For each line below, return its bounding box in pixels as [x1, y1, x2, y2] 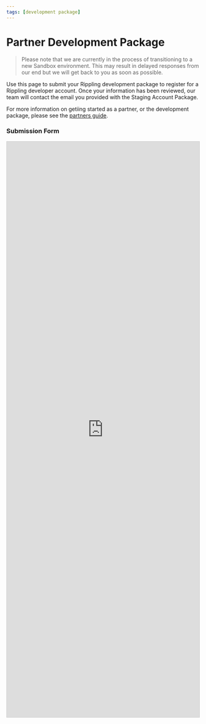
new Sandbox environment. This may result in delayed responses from [21, 62, 199, 69]
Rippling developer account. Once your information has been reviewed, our [6, 87, 196, 94]
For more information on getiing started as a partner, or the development [6, 105, 189, 113]
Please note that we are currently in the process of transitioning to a [21, 56, 193, 63]
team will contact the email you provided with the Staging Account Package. [6, 93, 199, 101]
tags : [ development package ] [6, 9, 81, 15]
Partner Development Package [6, 35, 165, 49]
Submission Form [6, 127, 60, 135]
